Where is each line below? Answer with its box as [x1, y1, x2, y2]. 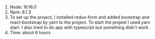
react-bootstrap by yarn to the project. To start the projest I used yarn [9, 19, 151, 25]
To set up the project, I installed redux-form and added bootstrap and [9, 14, 150, 20]
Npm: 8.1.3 [9, 9, 31, 15]
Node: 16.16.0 [9, 4, 37, 10]
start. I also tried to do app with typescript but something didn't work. [9, 25, 150, 30]
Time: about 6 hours [9, 30, 51, 35]
